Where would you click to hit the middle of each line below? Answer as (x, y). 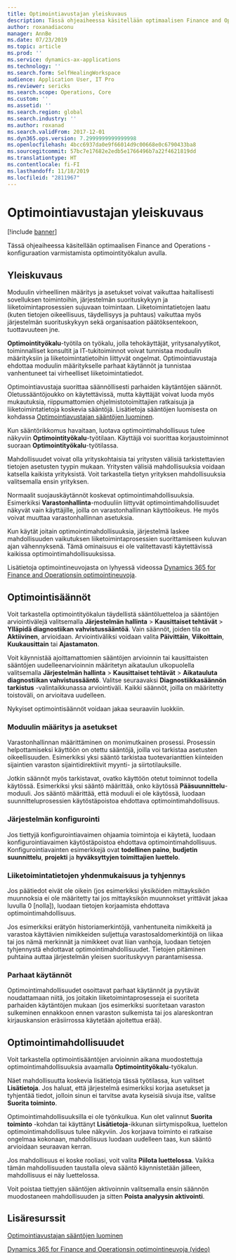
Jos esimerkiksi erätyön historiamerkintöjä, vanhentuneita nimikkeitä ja (110, 927)
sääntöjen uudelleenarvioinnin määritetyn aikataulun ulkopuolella (101, 665)
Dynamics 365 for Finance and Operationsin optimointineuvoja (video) (109, 1249)
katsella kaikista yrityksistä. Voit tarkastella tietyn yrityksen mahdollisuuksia (117, 474)
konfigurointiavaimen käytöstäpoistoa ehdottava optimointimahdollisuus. (112, 842)
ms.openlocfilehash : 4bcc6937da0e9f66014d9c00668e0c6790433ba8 (102, 145)
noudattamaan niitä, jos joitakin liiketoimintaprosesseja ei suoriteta (103, 998)
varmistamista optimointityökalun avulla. (109, 253)
